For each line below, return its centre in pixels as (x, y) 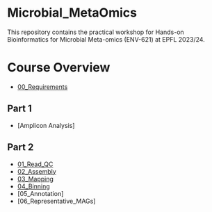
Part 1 (20, 109)
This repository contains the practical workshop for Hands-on (96, 32)
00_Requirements (42, 87)
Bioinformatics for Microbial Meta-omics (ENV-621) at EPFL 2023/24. (106, 39)
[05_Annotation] (40, 193)
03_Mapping (35, 179)
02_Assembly (37, 171)
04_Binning (33, 186)
